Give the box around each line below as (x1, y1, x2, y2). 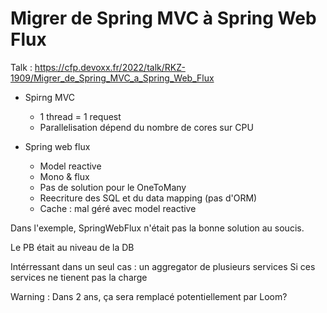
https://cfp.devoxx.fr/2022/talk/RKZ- (34, 61, 186, 73)
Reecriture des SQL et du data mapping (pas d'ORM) (39, 192, 258, 204)
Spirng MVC (24, 91, 76, 103)
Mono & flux (39, 170, 90, 182)
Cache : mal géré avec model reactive (39, 202, 197, 214)
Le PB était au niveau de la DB (10, 241, 135, 253)
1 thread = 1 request (39, 110, 122, 122)
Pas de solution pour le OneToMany (39, 181, 187, 193)
